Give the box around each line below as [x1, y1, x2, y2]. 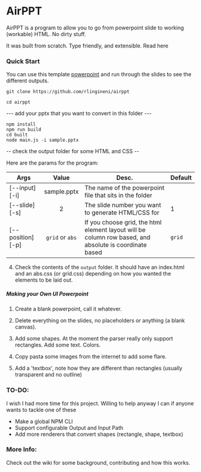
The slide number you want [84, 201, 162, 210]
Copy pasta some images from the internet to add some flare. [14, 353, 167, 360]
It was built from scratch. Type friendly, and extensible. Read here [6, 42, 169, 49]
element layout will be [84, 226, 146, 234]
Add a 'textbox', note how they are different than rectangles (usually [14, 365, 182, 372]
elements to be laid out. [14, 276, 73, 283]
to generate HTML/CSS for [84, 208, 160, 217]
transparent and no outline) [14, 371, 83, 378]
